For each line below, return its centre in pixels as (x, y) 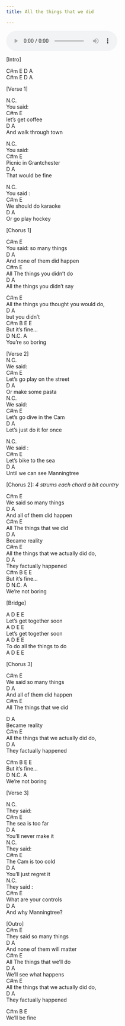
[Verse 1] (17, 89)
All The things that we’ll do (39, 962)
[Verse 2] (17, 353)
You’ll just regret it (28, 874)
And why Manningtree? (35, 912)
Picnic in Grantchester (33, 162)
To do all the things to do (36, 646)
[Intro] (14, 59)
